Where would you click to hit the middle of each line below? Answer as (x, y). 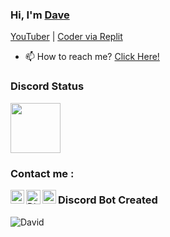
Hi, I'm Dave (40, 15)
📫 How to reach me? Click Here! (92, 57)
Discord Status (47, 86)
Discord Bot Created (108, 200)
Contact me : (42, 173)
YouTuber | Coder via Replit (66, 37)
